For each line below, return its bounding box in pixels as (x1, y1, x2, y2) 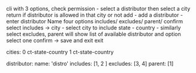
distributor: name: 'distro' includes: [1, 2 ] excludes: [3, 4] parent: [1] (6, 60, 174, 67)
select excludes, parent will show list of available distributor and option (6, 31, 181, 38)
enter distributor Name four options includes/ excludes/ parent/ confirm (6, 18, 183, 25)
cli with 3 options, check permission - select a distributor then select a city (6, 5, 191, 12)
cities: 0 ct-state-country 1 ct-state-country (6, 48, 114, 56)
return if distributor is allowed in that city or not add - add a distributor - (6, 11, 183, 19)
